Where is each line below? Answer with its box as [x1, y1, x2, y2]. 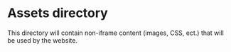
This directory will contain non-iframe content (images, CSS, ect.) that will [7, 28, 224, 37]
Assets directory [7, 5, 108, 21]
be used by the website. [7, 36, 78, 44]
